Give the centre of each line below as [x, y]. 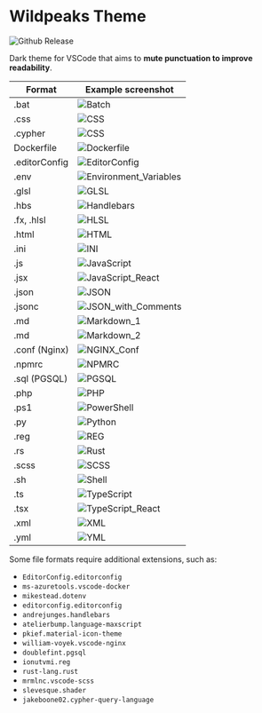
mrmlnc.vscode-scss [58, 681]
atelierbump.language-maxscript [82, 624]
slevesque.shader [54, 690]
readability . [31, 67]
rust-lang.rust [50, 671]
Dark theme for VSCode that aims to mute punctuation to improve [131, 58]
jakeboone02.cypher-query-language [88, 700]
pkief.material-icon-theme [72, 634]
